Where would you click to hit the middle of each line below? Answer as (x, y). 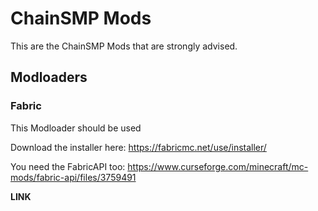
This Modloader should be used (76, 128)
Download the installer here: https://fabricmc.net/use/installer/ (138, 147)
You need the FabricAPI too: (68, 166)
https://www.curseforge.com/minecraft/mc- (218, 166)
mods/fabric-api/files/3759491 (73, 177)
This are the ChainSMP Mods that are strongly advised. (124, 46)
